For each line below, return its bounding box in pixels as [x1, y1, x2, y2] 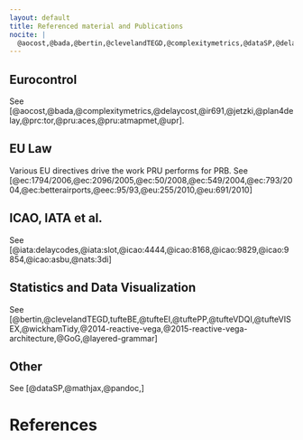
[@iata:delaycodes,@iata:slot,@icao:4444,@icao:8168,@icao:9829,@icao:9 [9, 244, 289, 255]
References [9, 415, 97, 435]
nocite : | [9, 30, 47, 39]
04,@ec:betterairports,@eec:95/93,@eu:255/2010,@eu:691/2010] [9, 184, 252, 195]
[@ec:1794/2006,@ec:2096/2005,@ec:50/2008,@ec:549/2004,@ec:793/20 [9, 174, 293, 185]
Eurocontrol [9, 71, 78, 87]
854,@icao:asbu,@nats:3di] [9, 254, 113, 265]
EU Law [9, 141, 52, 156]
